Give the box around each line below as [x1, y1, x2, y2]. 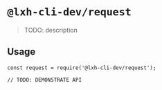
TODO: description [24, 26, 78, 34]
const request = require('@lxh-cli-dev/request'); [7, 64, 156, 71]
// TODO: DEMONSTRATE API [7, 76, 82, 83]
